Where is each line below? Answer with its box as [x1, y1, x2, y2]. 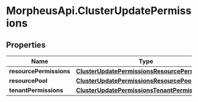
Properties [6, 40, 46, 50]
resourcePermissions [9, 67, 71, 75]
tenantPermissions [9, 86, 64, 94]
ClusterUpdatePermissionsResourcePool [75, 77, 193, 84]
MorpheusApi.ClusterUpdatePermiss [6, 4, 192, 18]
